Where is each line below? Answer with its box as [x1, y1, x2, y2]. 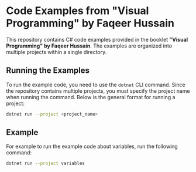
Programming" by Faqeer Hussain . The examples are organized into [6, 42, 173, 49]
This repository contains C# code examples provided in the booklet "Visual [6, 36, 188, 43]
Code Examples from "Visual [6, 4, 149, 18]
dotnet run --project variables [6, 160, 85, 167]
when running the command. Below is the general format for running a [6, 93, 176, 100]
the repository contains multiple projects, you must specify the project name [6, 87, 190, 95]
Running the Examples [6, 66, 90, 76]
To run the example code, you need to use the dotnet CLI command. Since [6, 81, 185, 88]
